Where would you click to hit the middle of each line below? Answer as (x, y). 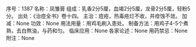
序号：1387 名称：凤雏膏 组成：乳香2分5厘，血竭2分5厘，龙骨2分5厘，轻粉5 (98, 9)
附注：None (20, 38)
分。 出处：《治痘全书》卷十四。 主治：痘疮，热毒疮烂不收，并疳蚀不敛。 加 (97, 16)
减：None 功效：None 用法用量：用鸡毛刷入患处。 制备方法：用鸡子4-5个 (95, 23)
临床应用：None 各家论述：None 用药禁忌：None (128, 31)
